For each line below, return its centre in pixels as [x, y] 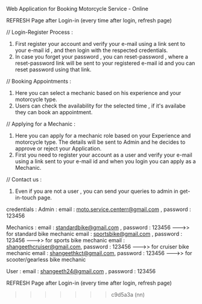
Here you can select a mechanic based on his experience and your [98, 93]
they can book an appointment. [54, 112]
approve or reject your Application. [58, 148]
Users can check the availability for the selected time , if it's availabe [100, 106]
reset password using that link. [53, 70]
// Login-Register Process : [40, 32]
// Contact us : [24, 179]
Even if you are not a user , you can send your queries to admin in [97, 191]
